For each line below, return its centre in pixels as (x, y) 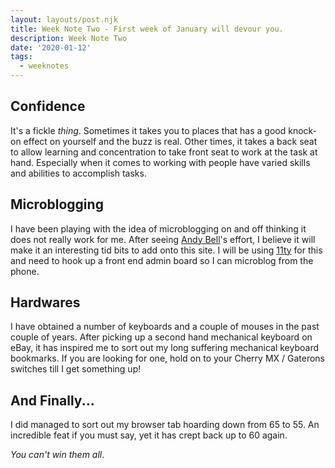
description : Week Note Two (69, 38)
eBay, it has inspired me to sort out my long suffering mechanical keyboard (165, 348)
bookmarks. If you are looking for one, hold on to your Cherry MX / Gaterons (168, 358)
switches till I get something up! (76, 369)
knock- (303, 130)
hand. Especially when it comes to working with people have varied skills (160, 162)
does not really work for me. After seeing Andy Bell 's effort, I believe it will (163, 239)
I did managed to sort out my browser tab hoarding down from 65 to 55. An (165, 425)
